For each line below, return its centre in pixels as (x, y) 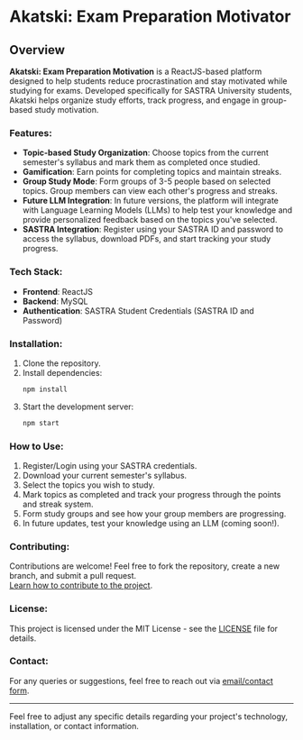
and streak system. (58, 504)
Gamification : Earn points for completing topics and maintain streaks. (152, 172)
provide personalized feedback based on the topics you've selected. (150, 220)
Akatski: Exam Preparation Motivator (150, 17)
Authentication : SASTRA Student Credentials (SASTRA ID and (138, 311)
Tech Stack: (36, 272)
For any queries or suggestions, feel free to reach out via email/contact (141, 681)
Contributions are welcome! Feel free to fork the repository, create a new (145, 566)
